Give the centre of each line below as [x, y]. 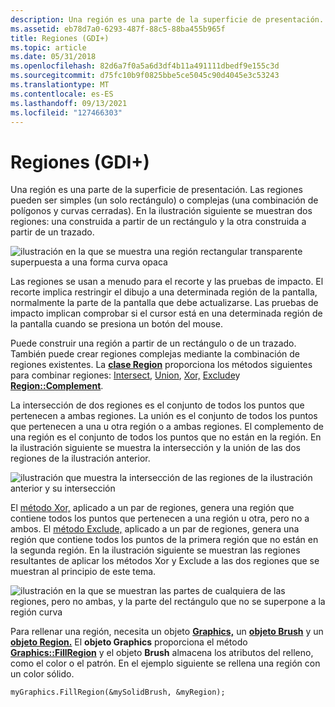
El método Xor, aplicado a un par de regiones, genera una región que [152, 508]
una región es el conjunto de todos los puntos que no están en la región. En [166, 437]
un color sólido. [42, 674]
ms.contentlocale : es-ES [62, 94]
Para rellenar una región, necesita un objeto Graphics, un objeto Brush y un [167, 632]
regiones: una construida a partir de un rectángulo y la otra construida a [158, 222]
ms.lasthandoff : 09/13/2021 [69, 103]
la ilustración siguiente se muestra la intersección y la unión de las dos [156, 448]
